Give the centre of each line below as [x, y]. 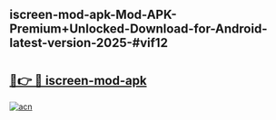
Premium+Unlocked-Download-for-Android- [138, 29]
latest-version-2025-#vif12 [89, 43]
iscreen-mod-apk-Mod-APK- [93, 15]
